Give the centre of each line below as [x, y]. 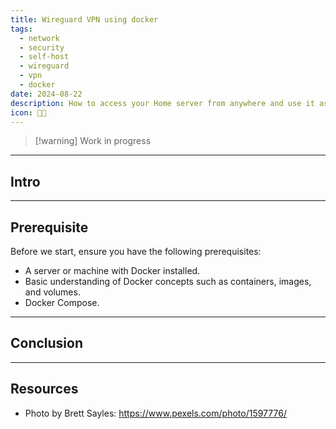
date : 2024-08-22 [46, 94]
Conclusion [47, 343]
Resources [44, 389]
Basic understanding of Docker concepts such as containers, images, [168, 281]
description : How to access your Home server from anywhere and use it [162, 103]
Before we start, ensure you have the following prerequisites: [136, 251]
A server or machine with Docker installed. [112, 270]
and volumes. [52, 292]
